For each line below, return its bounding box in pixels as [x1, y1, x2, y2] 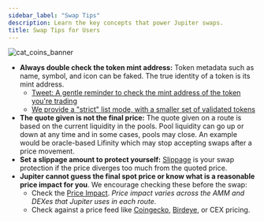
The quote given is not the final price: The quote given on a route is [19, 113, 242, 123]
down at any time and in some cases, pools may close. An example [19, 130, 238, 139]
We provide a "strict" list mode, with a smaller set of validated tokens [31, 105, 256, 114]
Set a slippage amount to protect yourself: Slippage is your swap [19, 155, 235, 165]
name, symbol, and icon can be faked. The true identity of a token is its [19, 72, 251, 81]
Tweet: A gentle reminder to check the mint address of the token [31, 88, 241, 98]
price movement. [19, 146, 75, 156]
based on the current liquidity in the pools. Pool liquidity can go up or [19, 121, 244, 131]
